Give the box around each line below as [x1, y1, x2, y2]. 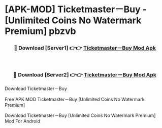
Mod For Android [5, 118, 40, 124]
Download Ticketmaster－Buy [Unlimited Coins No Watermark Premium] [5, 112, 156, 118]
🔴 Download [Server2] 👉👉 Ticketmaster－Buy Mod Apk [13, 71, 157, 78]
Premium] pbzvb [5, 25, 77, 37]
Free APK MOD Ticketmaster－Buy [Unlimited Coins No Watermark [5, 96, 145, 102]
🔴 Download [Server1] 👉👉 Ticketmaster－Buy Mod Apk [14, 45, 156, 52]
